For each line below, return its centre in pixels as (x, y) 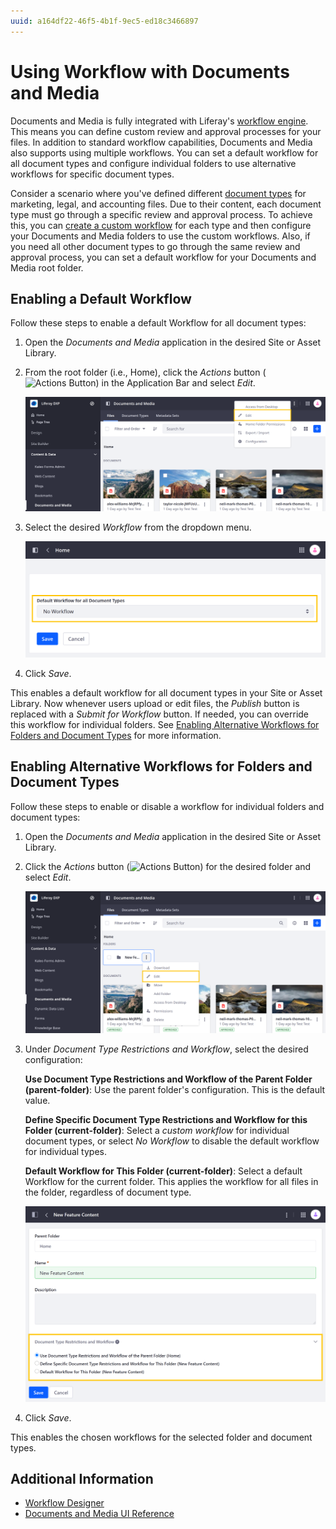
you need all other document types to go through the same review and (155, 246)
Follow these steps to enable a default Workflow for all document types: (158, 323)
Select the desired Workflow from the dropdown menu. (138, 527)
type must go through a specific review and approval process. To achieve (161, 214)
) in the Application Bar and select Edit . (175, 383)
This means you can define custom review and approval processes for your (166, 131)
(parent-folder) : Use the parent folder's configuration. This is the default (175, 1089)
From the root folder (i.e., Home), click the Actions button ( (145, 372)
